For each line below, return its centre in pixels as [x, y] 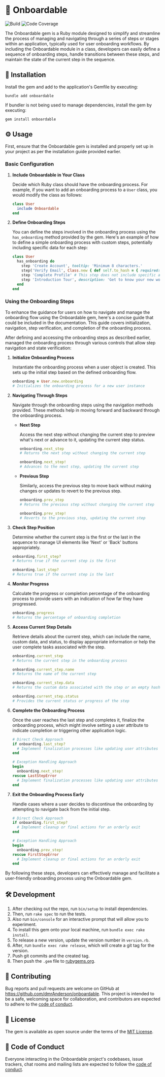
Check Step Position [33, 527]
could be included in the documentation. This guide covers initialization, [78, 323]
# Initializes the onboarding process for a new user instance [79, 386]
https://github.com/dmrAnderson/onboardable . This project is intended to [80, 993]
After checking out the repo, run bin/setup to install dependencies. [80, 909]
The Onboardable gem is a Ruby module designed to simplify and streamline [83, 33]
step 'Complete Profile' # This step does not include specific [89, 275]
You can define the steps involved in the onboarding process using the [84, 232]
